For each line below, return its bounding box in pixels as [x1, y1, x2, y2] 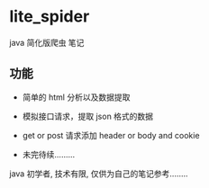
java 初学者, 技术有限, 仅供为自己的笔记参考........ [9, 168, 188, 179]
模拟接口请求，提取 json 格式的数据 [22, 111, 154, 121]
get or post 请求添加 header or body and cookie [22, 130, 200, 140]
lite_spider [9, 6, 90, 27]
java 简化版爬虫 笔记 [9, 37, 85, 48]
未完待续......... [22, 148, 76, 159]
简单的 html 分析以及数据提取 [22, 92, 131, 103]
